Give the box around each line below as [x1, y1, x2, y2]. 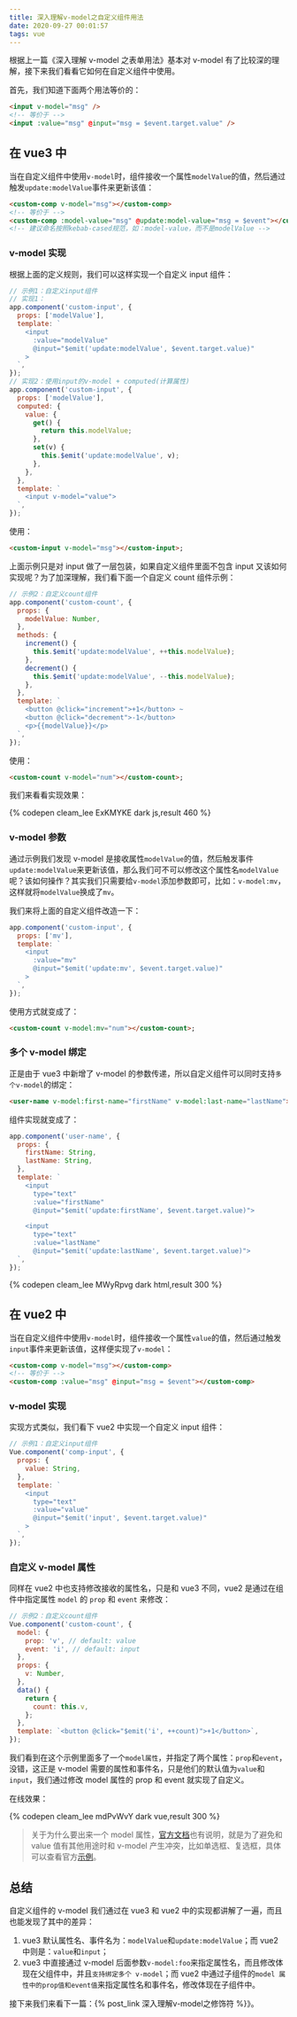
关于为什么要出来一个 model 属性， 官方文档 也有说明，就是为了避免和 [30, 1829, 283, 1840]
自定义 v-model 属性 [9, 1561, 95, 1573]
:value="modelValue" [32, 336, 109, 345]
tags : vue [9, 29, 46, 38]
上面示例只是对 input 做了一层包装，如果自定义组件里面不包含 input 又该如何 [9, 560, 287, 572]
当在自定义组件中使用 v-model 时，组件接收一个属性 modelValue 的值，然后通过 [9, 170, 286, 182]
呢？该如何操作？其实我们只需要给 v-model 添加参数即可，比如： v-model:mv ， [9, 875, 286, 886]
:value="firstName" [32, 1197, 104, 1206]
